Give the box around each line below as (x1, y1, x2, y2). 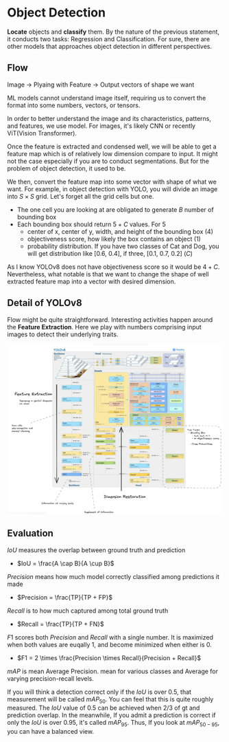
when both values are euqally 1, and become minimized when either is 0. (7, 640, 213, 648)
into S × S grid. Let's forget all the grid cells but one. (7, 192, 154, 200)
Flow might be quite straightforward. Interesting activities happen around (7, 315, 213, 324)
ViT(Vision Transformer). (7, 129, 77, 137)
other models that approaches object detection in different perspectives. (7, 42, 213, 50)
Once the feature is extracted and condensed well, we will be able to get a (7, 142, 217, 151)
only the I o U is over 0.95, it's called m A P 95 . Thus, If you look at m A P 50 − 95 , (7, 719, 220, 728)
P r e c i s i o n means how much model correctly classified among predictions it (7, 572, 219, 580)
